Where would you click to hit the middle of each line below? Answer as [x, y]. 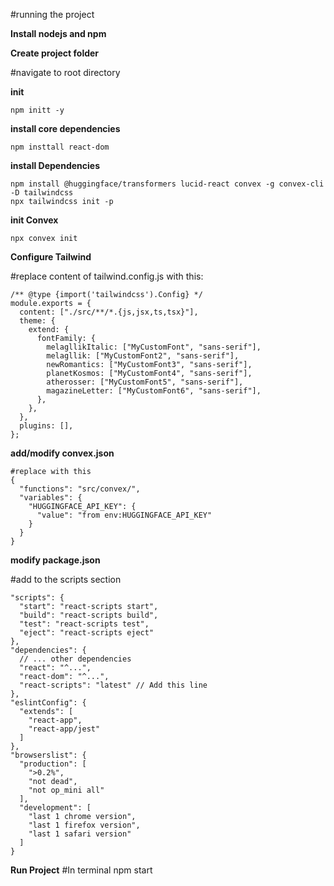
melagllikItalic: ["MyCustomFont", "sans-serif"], [154, 347]
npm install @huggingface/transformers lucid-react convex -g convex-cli [167, 184]
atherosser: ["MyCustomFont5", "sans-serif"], [145, 382]
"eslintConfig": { [48, 703]
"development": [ [55, 808]
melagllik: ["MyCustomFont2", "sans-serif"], [143, 356]
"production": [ [53, 764]
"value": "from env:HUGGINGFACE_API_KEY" [124, 515]
